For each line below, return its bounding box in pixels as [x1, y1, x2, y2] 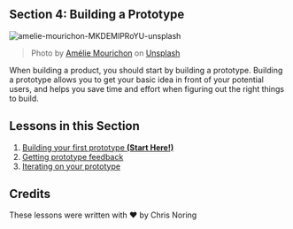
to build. [9, 93, 40, 103]
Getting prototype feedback [21, 151, 124, 162]
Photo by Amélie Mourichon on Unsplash [30, 48, 181, 58]
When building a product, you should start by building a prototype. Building [9, 65, 283, 75]
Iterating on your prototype [21, 161, 121, 172]
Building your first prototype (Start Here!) [21, 141, 174, 153]
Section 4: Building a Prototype [9, 7, 185, 22]
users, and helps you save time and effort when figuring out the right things [9, 83, 285, 94]
